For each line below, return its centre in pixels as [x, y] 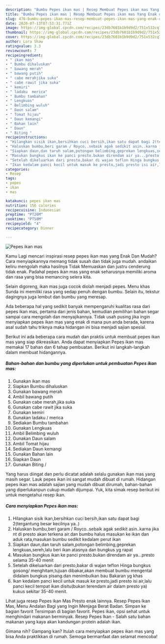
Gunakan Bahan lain [33, 454]
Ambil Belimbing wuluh [36, 433]
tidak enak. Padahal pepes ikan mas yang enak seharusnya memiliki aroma [81, 271]
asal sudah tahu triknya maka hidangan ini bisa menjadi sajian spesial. [76, 327]
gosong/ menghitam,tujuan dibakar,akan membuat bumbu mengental [82, 570]
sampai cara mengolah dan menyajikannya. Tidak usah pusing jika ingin [78, 316]
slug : [11, 19]
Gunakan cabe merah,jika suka [44, 402]
